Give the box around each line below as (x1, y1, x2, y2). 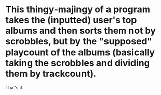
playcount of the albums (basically (5, 46, 155, 58)
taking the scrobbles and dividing (5, 57, 150, 69)
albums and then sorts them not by (5, 25, 156, 36)
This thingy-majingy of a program (5, 4, 150, 15)
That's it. (5, 84, 24, 90)
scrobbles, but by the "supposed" (5, 36, 152, 47)
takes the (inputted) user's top (5, 14, 137, 26)
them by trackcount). (5, 68, 97, 79)
